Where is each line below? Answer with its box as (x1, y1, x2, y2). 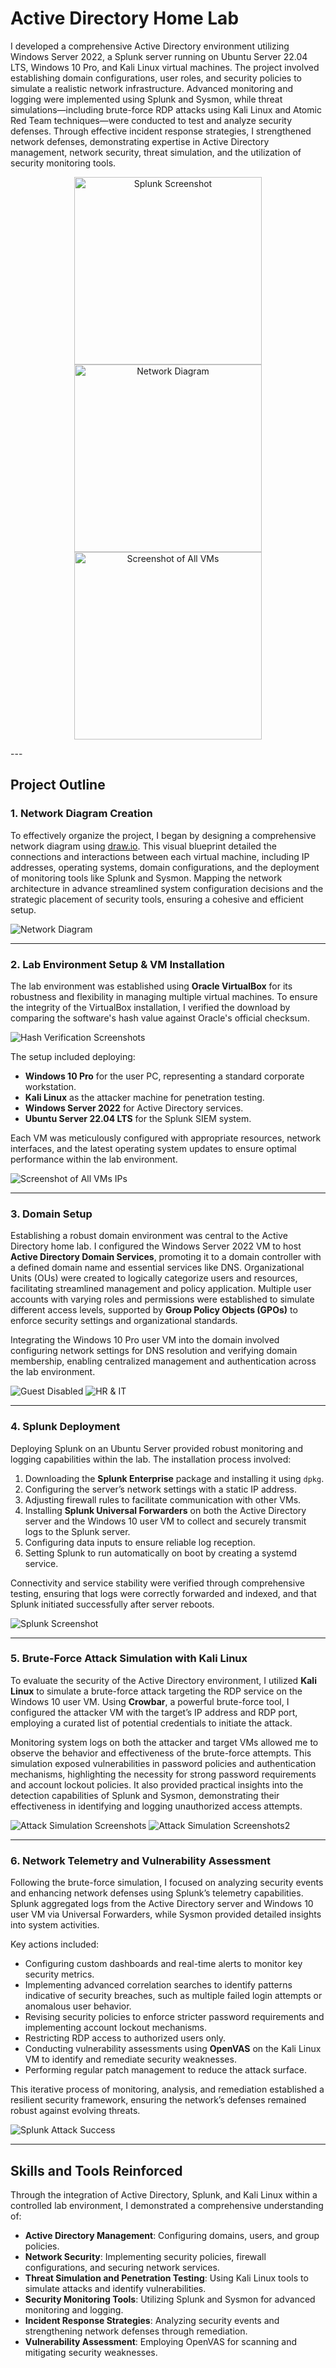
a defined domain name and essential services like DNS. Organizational (10, 1262, 305, 1274)
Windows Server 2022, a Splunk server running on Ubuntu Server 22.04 (10, 50, 308, 62)
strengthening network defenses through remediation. (24, 2325, 248, 2337)
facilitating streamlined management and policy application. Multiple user (10, 1283, 312, 1295)
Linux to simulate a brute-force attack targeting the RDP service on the (10, 1685, 303, 1697)
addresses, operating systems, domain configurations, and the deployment (10, 861, 320, 873)
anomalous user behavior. (24, 2000, 132, 2012)
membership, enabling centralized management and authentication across (10, 1355, 317, 1367)
